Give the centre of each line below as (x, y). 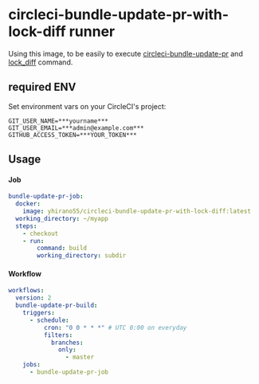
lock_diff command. (41, 62)
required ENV (42, 87)
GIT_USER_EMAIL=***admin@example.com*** (77, 128)
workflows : (26, 291)
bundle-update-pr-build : (57, 306)
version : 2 (33, 298)
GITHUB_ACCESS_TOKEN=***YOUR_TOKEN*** (73, 135)
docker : (28, 204)
